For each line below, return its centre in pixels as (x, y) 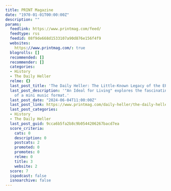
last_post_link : (27, 105)
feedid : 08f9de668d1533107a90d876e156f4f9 (55, 39)
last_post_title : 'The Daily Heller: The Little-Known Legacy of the (85, 86)
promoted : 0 (27, 147)
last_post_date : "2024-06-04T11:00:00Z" (53, 100)
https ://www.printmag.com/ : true (50, 48)
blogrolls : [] (25, 52)
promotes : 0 (27, 152)
